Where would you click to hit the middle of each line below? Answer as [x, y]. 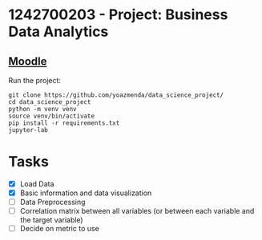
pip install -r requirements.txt [64, 123]
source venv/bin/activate [51, 116]
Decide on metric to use [60, 229]
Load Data [37, 184]
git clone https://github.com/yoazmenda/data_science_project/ [116, 95]
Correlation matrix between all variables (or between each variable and [137, 211]
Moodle [28, 61]
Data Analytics [58, 32]
